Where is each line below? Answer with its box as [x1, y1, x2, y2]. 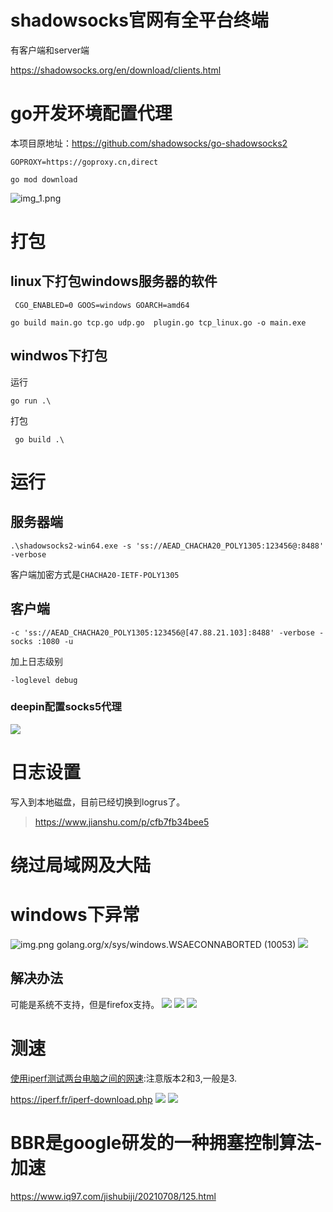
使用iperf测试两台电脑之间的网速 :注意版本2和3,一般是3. [10, 1072, 238, 1084]
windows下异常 [10, 904, 140, 926]
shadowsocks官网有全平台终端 [10, 9, 269, 32]
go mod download [10, 174, 78, 185]
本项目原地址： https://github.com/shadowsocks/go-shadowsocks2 [10, 137, 288, 149]
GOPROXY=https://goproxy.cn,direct [10, 157, 159, 167]
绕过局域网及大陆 [10, 854, 152, 876]
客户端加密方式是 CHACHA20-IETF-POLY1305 [10, 568, 180, 580]
